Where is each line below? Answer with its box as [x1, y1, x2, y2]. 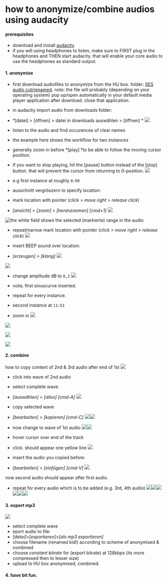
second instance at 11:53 [12, 302, 65, 308]
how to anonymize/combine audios [5, 4, 155, 15]
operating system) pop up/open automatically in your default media [12, 92, 152, 98]
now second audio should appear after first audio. [5, 474, 109, 480]
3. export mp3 [5, 502, 35, 508]
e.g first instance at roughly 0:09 [12, 177, 80, 183]
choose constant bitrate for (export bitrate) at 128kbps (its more [12, 550, 144, 556]
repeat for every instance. [12, 292, 66, 298]
